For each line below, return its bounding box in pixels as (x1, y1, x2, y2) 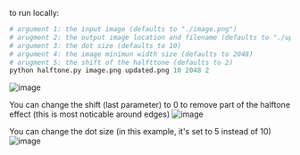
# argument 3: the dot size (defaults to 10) (9, 41, 181, 50)
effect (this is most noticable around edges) (9, 109, 171, 119)
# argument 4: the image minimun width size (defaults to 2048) (9, 49, 254, 59)
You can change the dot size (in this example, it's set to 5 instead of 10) (9, 126, 272, 137)
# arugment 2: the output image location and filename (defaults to (9, 33, 270, 42)
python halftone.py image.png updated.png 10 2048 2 (9, 66, 210, 75)
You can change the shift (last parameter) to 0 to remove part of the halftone (9, 100, 291, 110)
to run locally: (9, 8, 60, 18)
